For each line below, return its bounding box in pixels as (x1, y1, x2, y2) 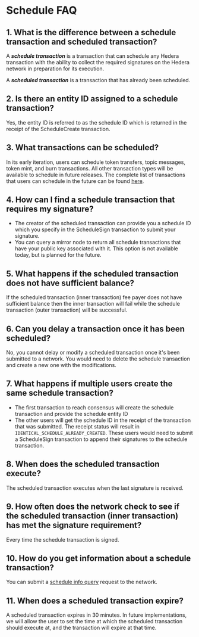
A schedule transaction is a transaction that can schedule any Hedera (6, 52, 179, 60)
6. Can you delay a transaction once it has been (6, 324, 185, 334)
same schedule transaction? (6, 388, 114, 398)
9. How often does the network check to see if (6, 502, 180, 512)
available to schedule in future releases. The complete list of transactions (6, 171, 185, 178)
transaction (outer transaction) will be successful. (6, 306, 128, 313)
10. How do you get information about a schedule (6, 553, 191, 563)
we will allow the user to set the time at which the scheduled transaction (6, 618, 183, 625)
